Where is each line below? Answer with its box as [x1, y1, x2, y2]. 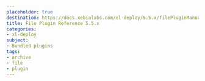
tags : [6, 49, 20, 55]
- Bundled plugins [6, 43, 53, 49]
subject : [6, 37, 29, 43]
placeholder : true [6, 9, 53, 15]
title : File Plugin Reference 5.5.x [6, 20, 99, 26]
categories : [6, 26, 37, 32]
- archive [6, 54, 32, 60]
